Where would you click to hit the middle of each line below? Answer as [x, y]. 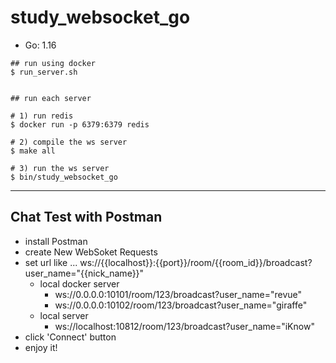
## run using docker [53, 63]
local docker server [79, 283]
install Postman [56, 241]
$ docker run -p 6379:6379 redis [80, 124]
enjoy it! [41, 347]
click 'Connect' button [70, 337]
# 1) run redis [42, 116]
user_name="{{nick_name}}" [84, 273]
